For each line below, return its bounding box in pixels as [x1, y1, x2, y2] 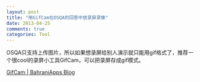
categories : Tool [6, 32, 51, 38]
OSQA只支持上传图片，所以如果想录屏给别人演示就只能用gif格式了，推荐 [6, 49, 188, 56]
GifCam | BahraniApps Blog [6, 69, 75, 76]
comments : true [6, 26, 45, 32]
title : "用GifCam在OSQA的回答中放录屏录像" [6, 15, 109, 21]
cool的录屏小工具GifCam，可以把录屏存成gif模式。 [16, 56, 145, 64]
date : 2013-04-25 [6, 20, 51, 26]
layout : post [6, 9, 40, 15]
